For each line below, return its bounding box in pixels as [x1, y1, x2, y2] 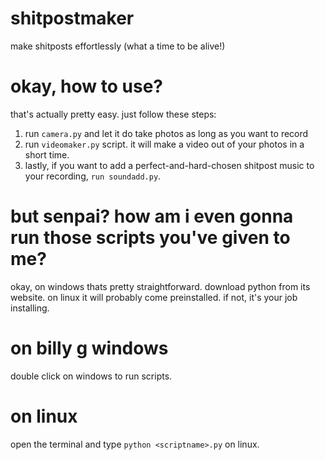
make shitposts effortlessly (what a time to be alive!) [10, 40, 226, 52]
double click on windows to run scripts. [10, 370, 173, 382]
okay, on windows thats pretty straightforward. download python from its [10, 280, 311, 292]
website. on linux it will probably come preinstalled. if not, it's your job [10, 291, 298, 303]
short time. [24, 148, 70, 161]
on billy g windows [10, 337, 169, 359]
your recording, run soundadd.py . [24, 170, 162, 182]
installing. [10, 302, 50, 314]
